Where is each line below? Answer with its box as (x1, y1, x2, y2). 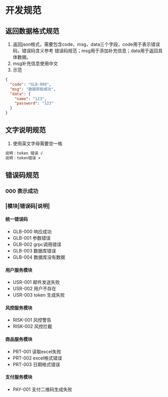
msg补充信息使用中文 (12, 60, 58, 67)
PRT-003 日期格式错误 (12, 361, 60, 367)
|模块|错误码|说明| (5, 202, 50, 210)
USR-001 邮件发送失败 (12, 279, 60, 285)
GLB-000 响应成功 (12, 228, 52, 235)
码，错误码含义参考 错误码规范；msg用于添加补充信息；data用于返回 (12, 48, 158, 54)
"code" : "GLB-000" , (10, 81, 52, 87)
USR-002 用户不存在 (12, 285, 56, 292)
